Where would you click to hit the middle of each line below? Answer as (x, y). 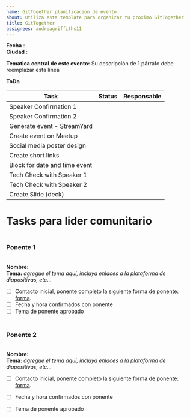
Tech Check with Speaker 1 (48, 175)
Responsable (142, 97)
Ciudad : (17, 52)
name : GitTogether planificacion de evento (62, 12)
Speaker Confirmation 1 (43, 107)
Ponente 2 (22, 335)
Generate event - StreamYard (51, 126)
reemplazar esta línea (33, 70)
